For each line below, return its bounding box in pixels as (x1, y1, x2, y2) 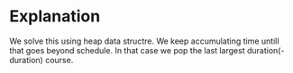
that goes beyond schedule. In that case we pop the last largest (9, 45, 245, 55)
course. (44, 54, 74, 65)
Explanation (9, 6, 101, 27)
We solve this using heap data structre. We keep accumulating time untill (9, 36, 279, 46)
